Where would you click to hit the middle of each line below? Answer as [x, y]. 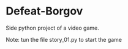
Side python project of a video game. [52, 28]
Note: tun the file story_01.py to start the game [64, 39]
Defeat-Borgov [44, 11]
